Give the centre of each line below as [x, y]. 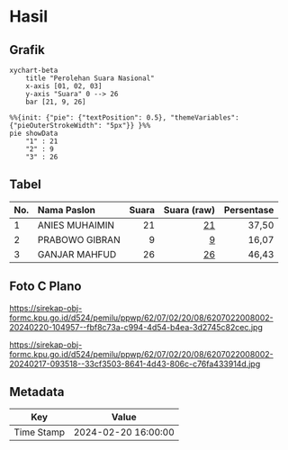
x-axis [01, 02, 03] [64, 86]
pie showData [34, 133]
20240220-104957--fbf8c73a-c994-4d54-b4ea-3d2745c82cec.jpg [136, 327]
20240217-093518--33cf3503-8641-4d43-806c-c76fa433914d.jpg [135, 364]
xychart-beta [34, 70]
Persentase [249, 210]
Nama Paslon [67, 210]
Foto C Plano [45, 287]
